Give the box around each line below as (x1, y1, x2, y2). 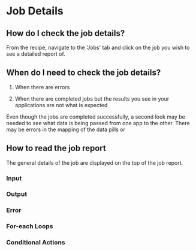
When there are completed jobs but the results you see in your (14, 95, 170, 102)
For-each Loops (6, 222, 53, 231)
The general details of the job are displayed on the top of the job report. (6, 159, 183, 166)
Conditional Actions (6, 238, 65, 247)
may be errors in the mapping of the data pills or (6, 126, 126, 133)
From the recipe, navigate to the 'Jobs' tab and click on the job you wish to (6, 44, 190, 51)
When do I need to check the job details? (6, 68, 161, 78)
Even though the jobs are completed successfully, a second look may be (6, 113, 186, 120)
